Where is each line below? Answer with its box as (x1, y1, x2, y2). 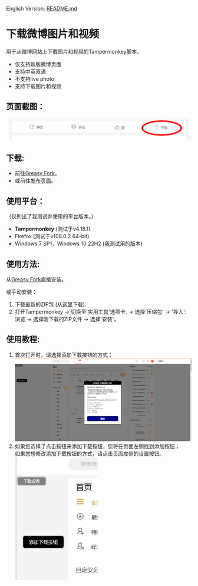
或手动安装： (6, 288, 37, 295)
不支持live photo (14, 75, 55, 82)
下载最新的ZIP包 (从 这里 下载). (14, 301, 87, 308)
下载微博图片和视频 (6, 28, 100, 41)
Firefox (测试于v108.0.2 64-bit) (14, 233, 90, 240)
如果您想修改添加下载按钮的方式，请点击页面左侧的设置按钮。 (14, 450, 165, 457)
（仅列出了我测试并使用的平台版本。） (6, 213, 97, 220)
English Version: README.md (6, 5, 78, 12)
